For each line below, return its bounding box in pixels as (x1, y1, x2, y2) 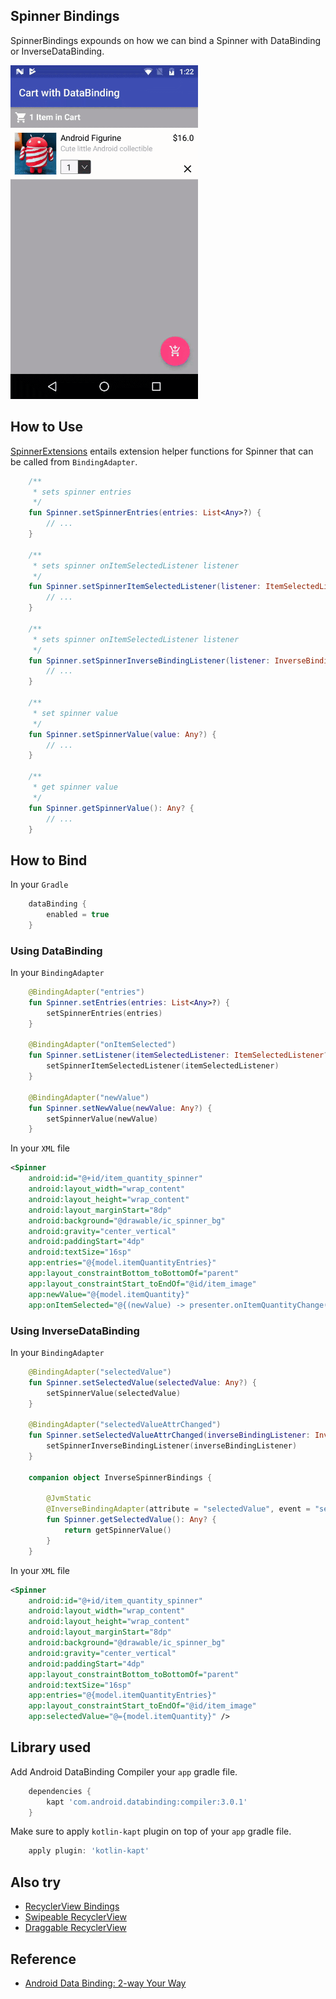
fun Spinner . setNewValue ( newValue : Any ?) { (28, 1103, 213, 1113)
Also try (10, 1874, 62, 1891)
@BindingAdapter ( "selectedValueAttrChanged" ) (28, 1420, 222, 1430)
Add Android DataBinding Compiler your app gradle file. (10, 1765, 238, 1778)
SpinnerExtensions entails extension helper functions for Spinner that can (10, 445, 314, 457)
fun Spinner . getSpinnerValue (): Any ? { (28, 803, 195, 813)
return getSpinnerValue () (63, 1525, 172, 1536)
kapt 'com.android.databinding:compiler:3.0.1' (46, 1797, 248, 1807)
